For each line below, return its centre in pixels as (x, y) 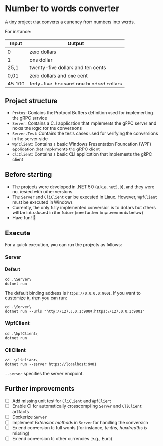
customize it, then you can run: (36, 298)
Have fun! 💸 (24, 217)
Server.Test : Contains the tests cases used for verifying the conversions (85, 133)
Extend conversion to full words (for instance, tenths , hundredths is (80, 428)
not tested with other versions (42, 191)
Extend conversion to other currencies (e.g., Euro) (62, 439)
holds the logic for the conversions (47, 128)
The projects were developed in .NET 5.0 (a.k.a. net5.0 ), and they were (83, 187)
